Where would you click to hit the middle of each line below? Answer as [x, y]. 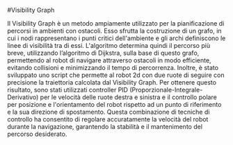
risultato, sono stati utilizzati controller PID [68, 90]
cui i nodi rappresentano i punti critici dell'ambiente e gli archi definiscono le [116, 38]
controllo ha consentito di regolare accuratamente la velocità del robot [108, 119]
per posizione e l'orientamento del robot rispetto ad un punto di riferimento [114, 104]
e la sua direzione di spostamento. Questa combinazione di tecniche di [109, 112]
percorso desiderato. [37, 134]
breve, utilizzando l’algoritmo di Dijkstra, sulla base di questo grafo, [103, 53]
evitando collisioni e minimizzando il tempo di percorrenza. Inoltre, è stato [113, 68]
